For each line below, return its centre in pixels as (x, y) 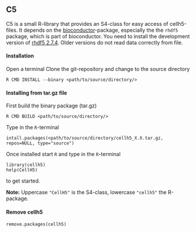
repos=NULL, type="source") (40, 143)
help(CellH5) (22, 170)
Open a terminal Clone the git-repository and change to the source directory (98, 69)
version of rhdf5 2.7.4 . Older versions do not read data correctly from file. (94, 42)
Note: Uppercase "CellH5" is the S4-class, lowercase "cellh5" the (86, 193)
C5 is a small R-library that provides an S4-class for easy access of (87, 23)
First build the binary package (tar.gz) (51, 106)
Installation (20, 56)
